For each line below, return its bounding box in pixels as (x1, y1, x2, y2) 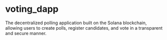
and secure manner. (5, 30, 47, 36)
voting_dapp (5, 3, 59, 15)
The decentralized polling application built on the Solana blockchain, (5, 20, 147, 26)
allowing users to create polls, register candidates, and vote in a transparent (5, 25, 163, 31)
